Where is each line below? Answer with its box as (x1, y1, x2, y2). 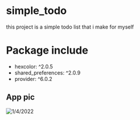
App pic (6, 92, 35, 103)
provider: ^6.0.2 (14, 75, 52, 82)
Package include (6, 44, 89, 57)
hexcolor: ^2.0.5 (14, 63, 54, 70)
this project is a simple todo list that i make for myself (6, 23, 134, 30)
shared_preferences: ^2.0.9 (14, 69, 80, 76)
